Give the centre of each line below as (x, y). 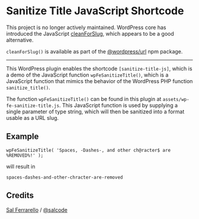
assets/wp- (176, 99)
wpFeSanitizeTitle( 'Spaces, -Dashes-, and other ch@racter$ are (88, 150)
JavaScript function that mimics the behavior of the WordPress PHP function (99, 81)
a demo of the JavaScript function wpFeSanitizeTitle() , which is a (87, 75)
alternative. (20, 40)
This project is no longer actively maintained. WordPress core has (86, 27)
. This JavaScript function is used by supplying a (118, 105)
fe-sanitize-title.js (33, 106)
